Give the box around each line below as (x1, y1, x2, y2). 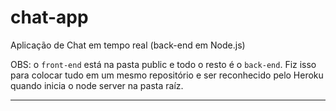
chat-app (10, 6, 89, 29)
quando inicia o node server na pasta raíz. (10, 79, 184, 91)
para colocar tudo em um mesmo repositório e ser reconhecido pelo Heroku (10, 69, 324, 81)
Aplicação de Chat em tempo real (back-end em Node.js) (10, 39, 246, 51)
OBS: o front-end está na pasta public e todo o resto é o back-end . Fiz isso (10, 58, 317, 70)
